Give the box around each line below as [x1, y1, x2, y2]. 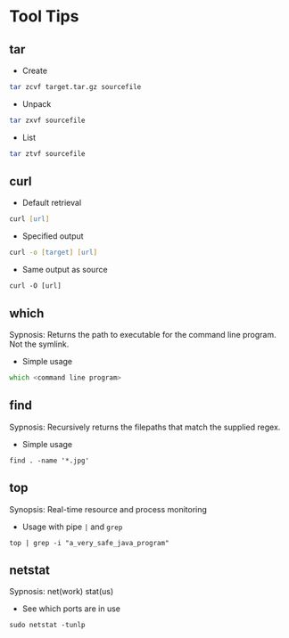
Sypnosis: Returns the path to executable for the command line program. [9, 330, 277, 339]
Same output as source [21, 265, 109, 275]
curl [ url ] [9, 215, 50, 224]
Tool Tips [9, 6, 79, 27]
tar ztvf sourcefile [9, 149, 87, 158]
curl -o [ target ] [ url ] [9, 248, 98, 258]
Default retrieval [21, 198, 82, 209]
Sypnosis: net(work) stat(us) [9, 586, 114, 597]
